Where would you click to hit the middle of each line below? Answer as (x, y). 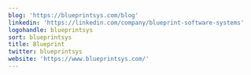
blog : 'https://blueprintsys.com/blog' (74, 15)
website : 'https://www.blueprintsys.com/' (79, 59)
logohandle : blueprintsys (50, 30)
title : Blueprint (37, 45)
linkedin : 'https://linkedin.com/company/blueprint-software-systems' (126, 23)
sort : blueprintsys (40, 37)
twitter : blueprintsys (45, 52)
